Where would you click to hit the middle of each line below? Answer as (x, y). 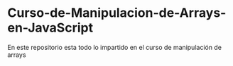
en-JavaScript (50, 28)
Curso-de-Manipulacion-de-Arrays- (117, 13)
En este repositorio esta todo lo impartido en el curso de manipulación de (115, 47)
